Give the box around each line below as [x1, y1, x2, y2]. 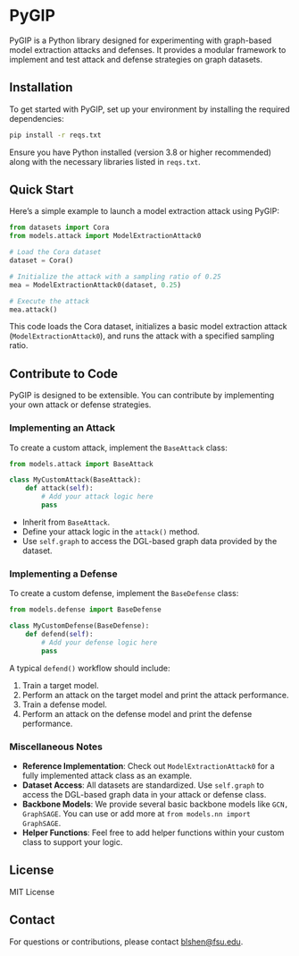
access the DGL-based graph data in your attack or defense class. [21, 789, 267, 799]
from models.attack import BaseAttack [9, 459, 154, 468]
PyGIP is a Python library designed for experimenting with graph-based [9, 35, 272, 46]
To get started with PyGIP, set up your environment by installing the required [9, 104, 290, 115]
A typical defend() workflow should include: [9, 662, 171, 673]
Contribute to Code [9, 366, 119, 381]
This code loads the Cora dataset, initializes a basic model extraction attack [9, 321, 287, 332]
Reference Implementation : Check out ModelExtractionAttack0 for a [21, 760, 275, 771]
